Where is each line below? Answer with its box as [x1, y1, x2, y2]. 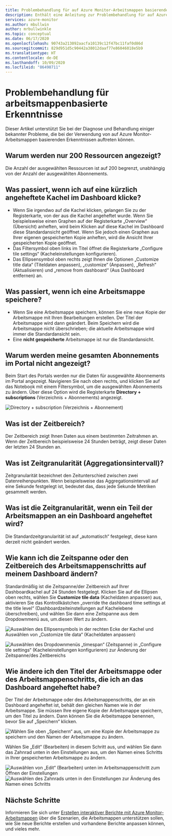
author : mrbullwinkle [5, 27, 52, 32]
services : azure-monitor [5, 17, 58, 22]
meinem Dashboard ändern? [5, 570, 98, 578]
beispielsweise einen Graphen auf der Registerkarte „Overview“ [12, 218, 147, 224]
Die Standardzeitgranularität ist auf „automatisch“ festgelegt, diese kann [5, 533, 158, 539]
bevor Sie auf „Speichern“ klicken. [5, 718, 78, 725]
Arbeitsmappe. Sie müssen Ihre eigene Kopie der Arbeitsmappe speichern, [5, 708, 163, 714]
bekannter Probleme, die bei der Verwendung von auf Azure [5, 131, 132, 138]
